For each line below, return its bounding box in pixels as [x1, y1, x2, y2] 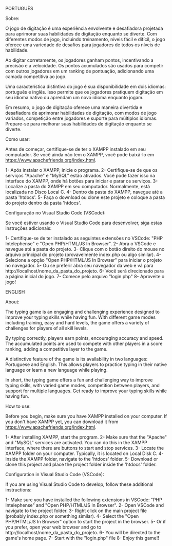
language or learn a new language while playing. [5, 367, 108, 373]
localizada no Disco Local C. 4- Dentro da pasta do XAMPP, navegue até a [5, 189, 163, 195]
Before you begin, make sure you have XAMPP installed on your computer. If [5, 413, 167, 419]
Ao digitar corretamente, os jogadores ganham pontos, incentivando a [5, 57, 154, 63]
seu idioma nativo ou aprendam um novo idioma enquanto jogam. [5, 95, 144, 100]
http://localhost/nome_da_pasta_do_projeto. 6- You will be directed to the [5, 530, 161, 535]
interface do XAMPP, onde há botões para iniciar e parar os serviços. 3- [5, 178, 158, 184]
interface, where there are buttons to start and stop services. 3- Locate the [5, 445, 164, 451]
